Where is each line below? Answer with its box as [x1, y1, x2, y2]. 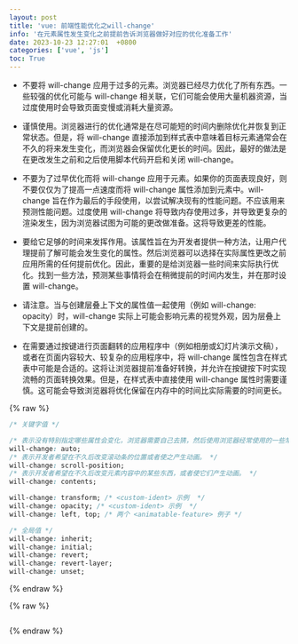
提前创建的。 [45, 322, 93, 332]
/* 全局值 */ [9, 526, 53, 535]
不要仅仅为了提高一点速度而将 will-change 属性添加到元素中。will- [21, 184, 264, 195]
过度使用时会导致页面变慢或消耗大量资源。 [21, 102, 178, 112]
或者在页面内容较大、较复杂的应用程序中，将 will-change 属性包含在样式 [21, 352, 287, 362]
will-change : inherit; [9, 534, 93, 543]
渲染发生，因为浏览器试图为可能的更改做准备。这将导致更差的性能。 [21, 218, 271, 227]
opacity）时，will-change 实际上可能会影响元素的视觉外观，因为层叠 [21, 311, 274, 321]
